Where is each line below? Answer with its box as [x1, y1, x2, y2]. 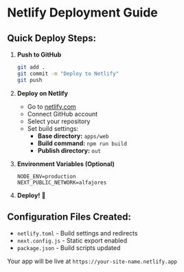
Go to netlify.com [27, 102, 77, 111]
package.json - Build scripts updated [16, 244, 121, 252]
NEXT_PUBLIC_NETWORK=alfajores [16, 179, 107, 186]
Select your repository [27, 117, 91, 125]
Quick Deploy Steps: [7, 32, 97, 44]
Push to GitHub [16, 50, 62, 59]
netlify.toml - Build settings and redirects [16, 229, 138, 238]
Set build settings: [27, 124, 79, 132]
